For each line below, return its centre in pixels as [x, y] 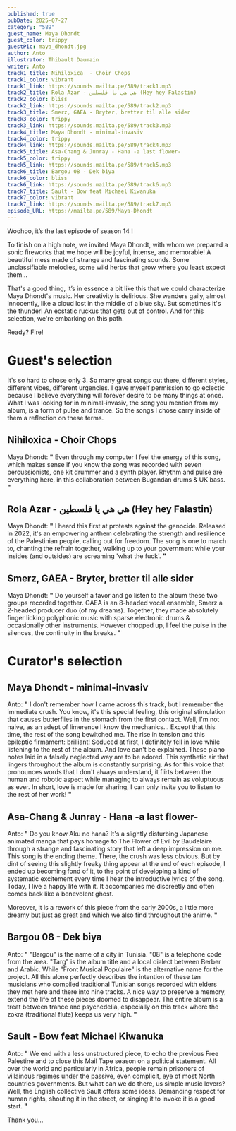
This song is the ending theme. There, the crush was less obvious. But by [114, 856]
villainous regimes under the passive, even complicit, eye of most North [111, 1076]
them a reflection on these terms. [56, 418]
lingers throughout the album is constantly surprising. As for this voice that [116, 764]
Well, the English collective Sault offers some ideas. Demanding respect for [116, 1091]
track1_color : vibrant [41, 79]
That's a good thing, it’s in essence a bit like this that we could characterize [116, 288]
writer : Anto [26, 66]
